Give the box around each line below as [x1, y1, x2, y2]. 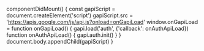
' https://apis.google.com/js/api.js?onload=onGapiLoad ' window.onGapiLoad [6, 18, 198, 25]
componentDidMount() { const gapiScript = [6, 6, 116, 12]
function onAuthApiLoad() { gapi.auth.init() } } [6, 31, 121, 39]
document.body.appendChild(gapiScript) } [6, 38, 113, 45]
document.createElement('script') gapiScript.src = [6, 12, 134, 19]
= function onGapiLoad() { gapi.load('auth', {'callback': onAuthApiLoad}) [6, 25, 189, 32]
